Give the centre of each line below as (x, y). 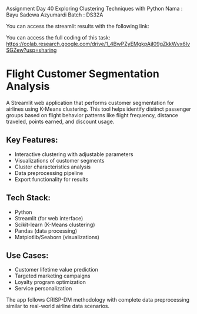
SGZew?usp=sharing (31, 50)
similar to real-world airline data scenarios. (58, 306)
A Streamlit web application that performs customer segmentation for (90, 103)
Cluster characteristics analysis (53, 167)
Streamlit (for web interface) (49, 218)
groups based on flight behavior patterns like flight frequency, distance (92, 115)
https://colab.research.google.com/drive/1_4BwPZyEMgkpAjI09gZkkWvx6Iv (98, 44)
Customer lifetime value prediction (56, 270)
